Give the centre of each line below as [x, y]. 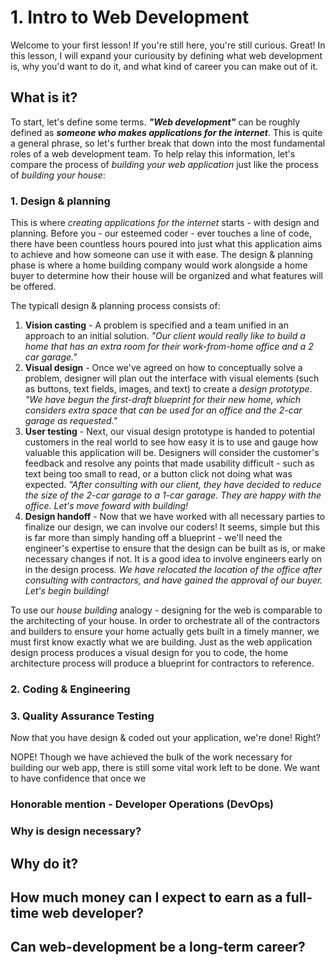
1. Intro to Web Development [130, 17]
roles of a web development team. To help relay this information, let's [153, 153]
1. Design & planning [60, 201]
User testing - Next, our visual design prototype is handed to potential [169, 432]
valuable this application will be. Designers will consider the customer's [172, 453]
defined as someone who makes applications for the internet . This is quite [166, 132]
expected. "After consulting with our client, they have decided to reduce [173, 485]
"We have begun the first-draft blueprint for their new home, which [163, 400]
